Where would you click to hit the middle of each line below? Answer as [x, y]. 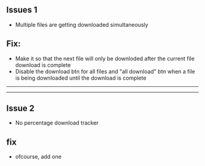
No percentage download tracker [57, 123]
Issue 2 [20, 109]
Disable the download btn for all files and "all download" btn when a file [105, 71]
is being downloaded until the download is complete [81, 78]
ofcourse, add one [38, 157]
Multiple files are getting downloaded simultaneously [81, 24]
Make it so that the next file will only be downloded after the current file [105, 58]
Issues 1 [22, 10]
